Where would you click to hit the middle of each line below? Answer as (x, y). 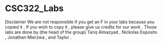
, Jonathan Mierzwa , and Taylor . (38, 37)
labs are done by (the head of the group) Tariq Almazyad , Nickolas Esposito (81, 32)
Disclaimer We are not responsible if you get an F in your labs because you (80, 22)
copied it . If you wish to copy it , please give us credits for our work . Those (81, 27)
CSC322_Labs (34, 8)
